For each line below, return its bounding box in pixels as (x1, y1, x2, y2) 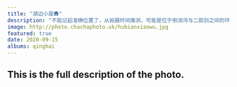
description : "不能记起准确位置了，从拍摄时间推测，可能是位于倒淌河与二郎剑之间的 (7, 17, 225, 24)
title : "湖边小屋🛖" (7, 10, 62, 18)
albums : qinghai (7, 43, 55, 50)
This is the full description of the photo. (7, 69, 185, 81)
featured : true (7, 29, 52, 37)
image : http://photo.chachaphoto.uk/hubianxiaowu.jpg (7, 23, 169, 30)
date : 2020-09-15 (7, 36, 59, 43)
